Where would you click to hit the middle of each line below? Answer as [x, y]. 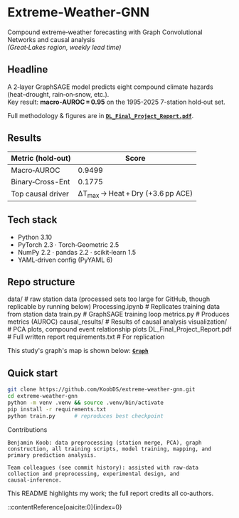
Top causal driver [40, 194]
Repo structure [41, 282]
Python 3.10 [34, 237]
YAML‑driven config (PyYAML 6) [65, 260]
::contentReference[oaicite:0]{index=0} [65, 507]
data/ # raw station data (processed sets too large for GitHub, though [109, 299]
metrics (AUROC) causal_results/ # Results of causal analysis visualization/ [117, 322]
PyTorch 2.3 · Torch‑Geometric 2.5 [68, 244]
